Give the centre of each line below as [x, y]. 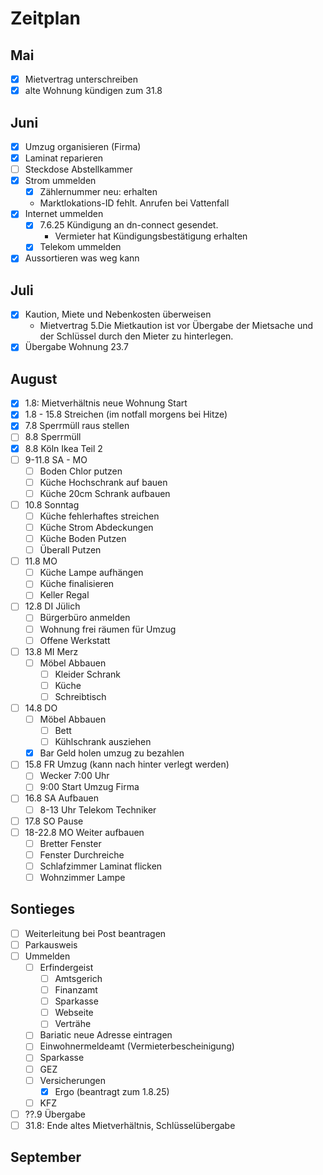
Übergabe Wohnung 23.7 [76, 347]
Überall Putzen [70, 550]
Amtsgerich [78, 978]
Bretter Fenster [70, 843]
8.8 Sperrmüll [53, 437]
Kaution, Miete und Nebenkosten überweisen [118, 314]
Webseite [74, 1013]
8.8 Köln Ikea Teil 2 [63, 448]
